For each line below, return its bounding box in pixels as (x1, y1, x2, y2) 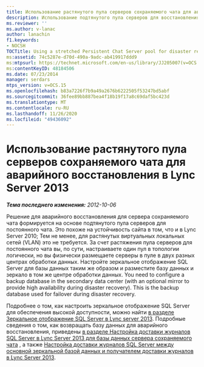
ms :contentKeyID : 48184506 (6, 65, 75, 72)
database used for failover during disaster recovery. (6, 290, 137, 298)
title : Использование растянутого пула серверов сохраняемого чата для (6, 9, 191, 15)
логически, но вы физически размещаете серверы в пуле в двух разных (6, 252, 195, 259)
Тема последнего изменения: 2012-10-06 (6, 201, 117, 208)
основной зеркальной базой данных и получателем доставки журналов (6, 348, 194, 355)
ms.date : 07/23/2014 (6, 71, 59, 77)
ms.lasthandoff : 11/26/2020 (6, 111, 78, 117)
